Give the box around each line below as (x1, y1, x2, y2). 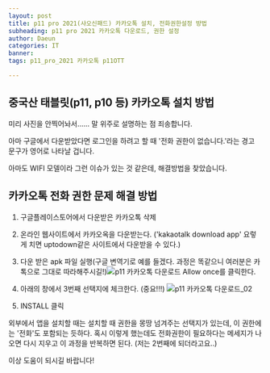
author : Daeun (8, 34, 56, 43)
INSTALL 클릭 (19, 300, 64, 311)
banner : (8, 49, 35, 57)
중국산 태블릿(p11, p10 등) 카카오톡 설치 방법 (8, 96, 215, 110)
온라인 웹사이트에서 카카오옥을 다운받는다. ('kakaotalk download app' (19, 229, 242, 239)
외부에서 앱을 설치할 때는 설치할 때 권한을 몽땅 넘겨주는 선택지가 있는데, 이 (8, 318, 240, 328)
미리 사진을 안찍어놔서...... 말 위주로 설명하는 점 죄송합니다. (8, 119, 193, 128)
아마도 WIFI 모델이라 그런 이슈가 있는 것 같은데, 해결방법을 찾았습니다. (8, 163, 227, 173)
